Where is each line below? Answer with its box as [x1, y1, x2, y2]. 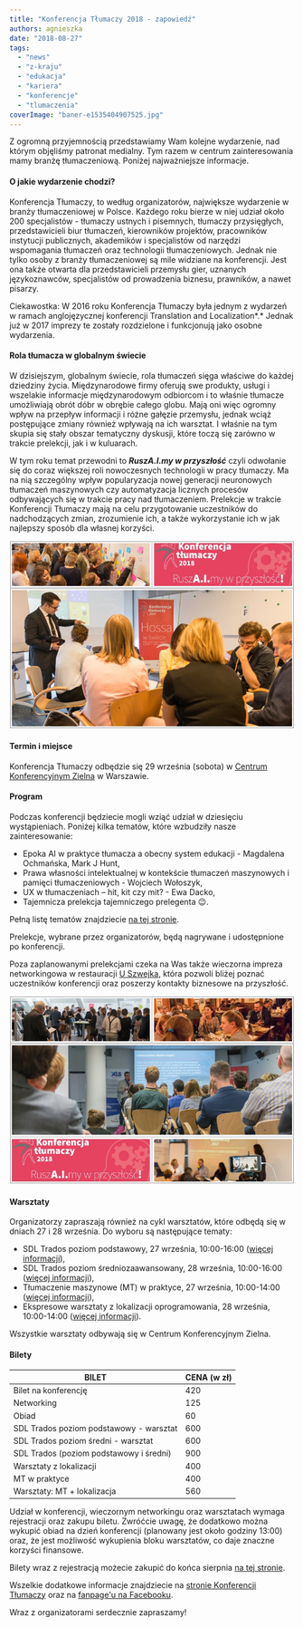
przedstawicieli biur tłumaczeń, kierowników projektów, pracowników [9, 225, 268, 236]
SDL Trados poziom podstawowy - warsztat [13, 1422, 178, 1433]
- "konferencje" [17, 91, 79, 100]
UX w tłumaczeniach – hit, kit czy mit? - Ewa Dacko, [22, 887, 215, 898]
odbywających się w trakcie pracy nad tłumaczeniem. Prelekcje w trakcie [9, 494, 282, 505]
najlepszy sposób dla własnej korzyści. [9, 522, 156, 534]
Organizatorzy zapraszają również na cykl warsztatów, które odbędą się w [9, 1217, 287, 1227]
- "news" [17, 53, 51, 63]
